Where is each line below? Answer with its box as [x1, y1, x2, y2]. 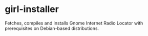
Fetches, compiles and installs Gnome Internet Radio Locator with [5, 20, 143, 26]
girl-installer [5, 3, 59, 15]
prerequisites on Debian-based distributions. [5, 25, 99, 31]
